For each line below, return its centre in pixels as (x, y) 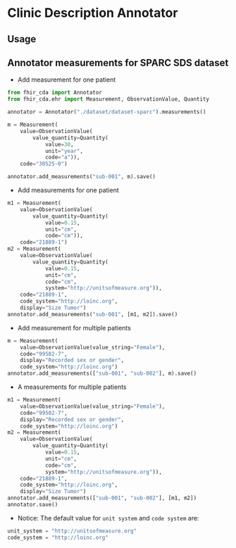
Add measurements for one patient (68, 190)
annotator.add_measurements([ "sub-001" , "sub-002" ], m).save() (102, 374)
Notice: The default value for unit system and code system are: (108, 518)
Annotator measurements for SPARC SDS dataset (118, 62)
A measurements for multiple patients (72, 387)
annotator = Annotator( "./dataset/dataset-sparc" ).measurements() (107, 112)
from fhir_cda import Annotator (55, 93)
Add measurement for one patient (67, 80)
